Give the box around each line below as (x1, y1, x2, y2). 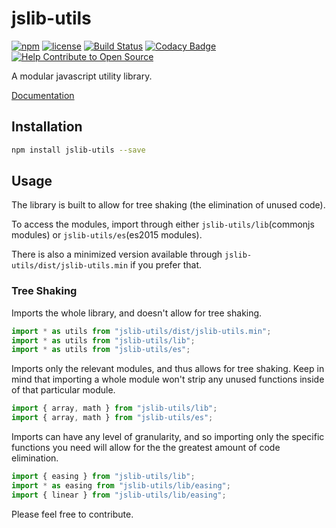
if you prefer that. (130, 259, 203, 271)
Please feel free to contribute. (11, 508, 134, 520)
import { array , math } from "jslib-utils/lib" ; (11, 403, 218, 414)
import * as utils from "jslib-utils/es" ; (11, 345, 191, 355)
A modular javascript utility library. (11, 70, 153, 82)
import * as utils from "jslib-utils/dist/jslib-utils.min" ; (11, 326, 272, 336)
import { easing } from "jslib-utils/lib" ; (11, 472, 196, 482)
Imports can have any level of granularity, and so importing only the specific (11, 431, 325, 443)
